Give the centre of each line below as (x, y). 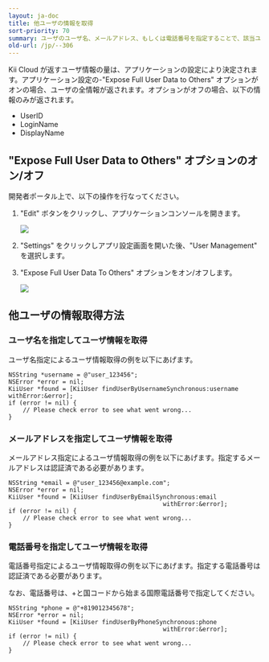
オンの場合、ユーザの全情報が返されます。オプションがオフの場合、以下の (131, 90)
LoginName (39, 125)
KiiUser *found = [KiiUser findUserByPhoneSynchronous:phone (113, 623)
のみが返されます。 (47, 100)
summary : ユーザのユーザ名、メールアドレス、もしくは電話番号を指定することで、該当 (132, 38)
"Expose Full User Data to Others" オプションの (128, 160)
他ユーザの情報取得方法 (66, 316)
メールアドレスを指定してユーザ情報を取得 (90, 438)
